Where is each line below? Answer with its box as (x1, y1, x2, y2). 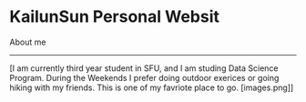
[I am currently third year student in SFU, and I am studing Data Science (9, 62, 280, 74)
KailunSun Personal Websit (9, 6, 220, 27)
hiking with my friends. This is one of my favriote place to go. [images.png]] (9, 82, 294, 93)
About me (9, 36, 46, 47)
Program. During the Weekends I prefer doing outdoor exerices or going (9, 72, 280, 83)
